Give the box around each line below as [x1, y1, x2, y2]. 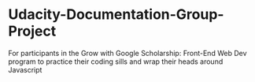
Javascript [8, 65, 42, 74]
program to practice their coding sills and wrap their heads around [8, 57, 224, 66]
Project [8, 22, 57, 40]
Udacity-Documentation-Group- [8, 6, 224, 24]
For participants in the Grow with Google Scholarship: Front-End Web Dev [8, 48, 247, 58]
